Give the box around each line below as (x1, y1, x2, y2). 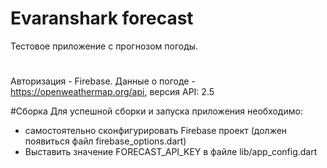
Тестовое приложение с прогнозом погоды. (10, 40, 199, 52)
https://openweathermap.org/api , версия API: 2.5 (10, 86, 215, 98)
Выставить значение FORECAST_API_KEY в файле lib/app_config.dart (24, 146, 318, 158)
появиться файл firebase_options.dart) (24, 135, 187, 147)
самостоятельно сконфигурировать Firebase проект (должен (24, 125, 288, 137)
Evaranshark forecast (10, 7, 194, 30)
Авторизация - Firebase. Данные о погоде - (10, 75, 196, 87)
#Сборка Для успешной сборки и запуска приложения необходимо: (10, 105, 303, 117)
